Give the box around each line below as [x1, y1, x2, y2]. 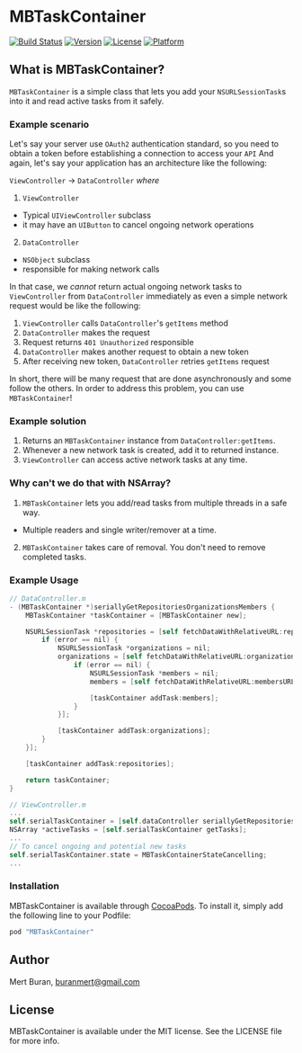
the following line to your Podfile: [9, 910, 132, 921]
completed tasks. [22, 551, 87, 562]
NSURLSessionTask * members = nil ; [89, 668, 219, 678]
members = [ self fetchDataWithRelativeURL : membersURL [89, 677, 296, 686]
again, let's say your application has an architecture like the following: [9, 157, 268, 168]
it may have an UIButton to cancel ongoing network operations [22, 219, 254, 230]
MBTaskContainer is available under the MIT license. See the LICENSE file [9, 1026, 283, 1037]
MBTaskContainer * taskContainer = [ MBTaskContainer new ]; [25, 611, 247, 620]
